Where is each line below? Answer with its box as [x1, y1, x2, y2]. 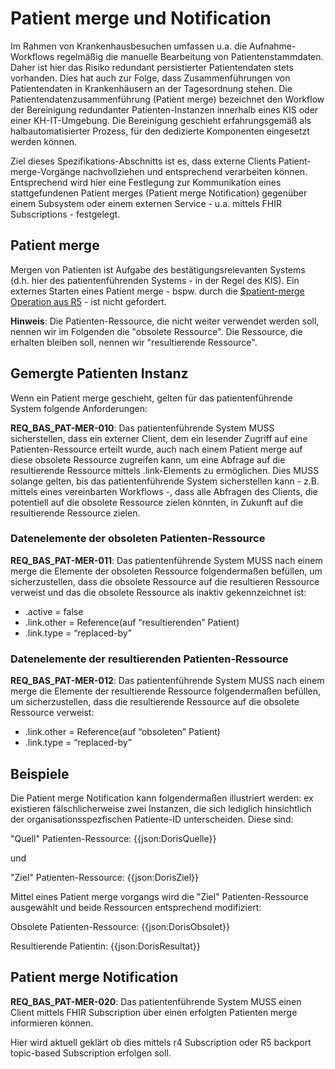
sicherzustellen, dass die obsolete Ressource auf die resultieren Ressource [10, 575, 320, 587]
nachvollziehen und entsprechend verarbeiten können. [82, 165, 308, 177]
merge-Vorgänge [10, 165, 81, 177]
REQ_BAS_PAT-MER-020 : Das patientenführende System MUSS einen [10, 995, 302, 1007]
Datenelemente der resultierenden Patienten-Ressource [10, 652, 289, 666]
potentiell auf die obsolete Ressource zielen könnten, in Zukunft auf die [10, 496, 304, 508]
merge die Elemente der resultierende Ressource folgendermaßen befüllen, [10, 685, 322, 697]
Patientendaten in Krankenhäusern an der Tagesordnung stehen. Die [10, 82, 293, 94]
